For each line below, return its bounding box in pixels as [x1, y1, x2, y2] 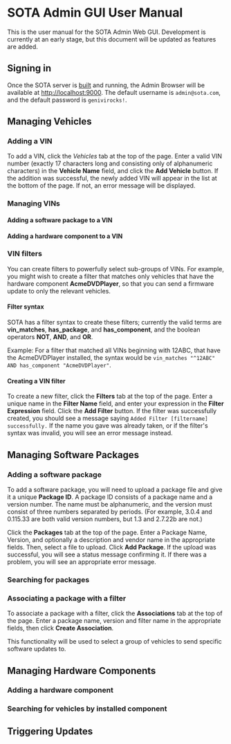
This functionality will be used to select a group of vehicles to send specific [7, 637, 223, 646]
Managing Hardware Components [7, 664, 156, 676]
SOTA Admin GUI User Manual [7, 5, 183, 21]
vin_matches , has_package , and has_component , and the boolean [7, 325, 201, 334]
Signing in [7, 62, 52, 74]
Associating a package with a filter [7, 593, 127, 603]
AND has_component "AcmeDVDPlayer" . [7, 361, 112, 370]
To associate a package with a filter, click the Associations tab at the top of [7, 609, 223, 617]
